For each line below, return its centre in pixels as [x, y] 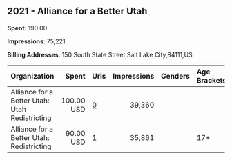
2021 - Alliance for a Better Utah [77, 11]
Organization [32, 76]
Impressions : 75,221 [36, 41]
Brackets [211, 80]
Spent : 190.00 [27, 28]
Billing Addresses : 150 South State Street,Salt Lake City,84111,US [100, 54]
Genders [175, 76]
